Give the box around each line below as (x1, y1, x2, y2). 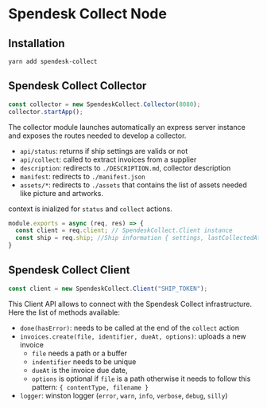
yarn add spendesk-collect (8, 57, 98, 65)
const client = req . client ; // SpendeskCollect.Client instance (15, 226, 233, 235)
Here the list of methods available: (8, 308, 121, 317)
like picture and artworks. (19, 188, 103, 198)
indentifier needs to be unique (31, 356, 137, 367)
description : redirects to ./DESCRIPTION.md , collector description (19, 163, 231, 172)
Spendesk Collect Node (8, 5, 167, 23)
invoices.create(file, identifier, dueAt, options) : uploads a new (19, 331, 246, 341)
